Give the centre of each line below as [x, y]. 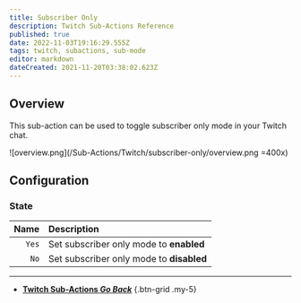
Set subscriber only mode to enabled [126, 245]
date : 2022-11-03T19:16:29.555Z [69, 43]
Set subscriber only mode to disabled [128, 259]
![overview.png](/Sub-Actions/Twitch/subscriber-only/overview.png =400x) [149, 152]
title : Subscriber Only [54, 17]
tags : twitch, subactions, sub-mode [77, 51]
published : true [39, 34]
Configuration [49, 181]
